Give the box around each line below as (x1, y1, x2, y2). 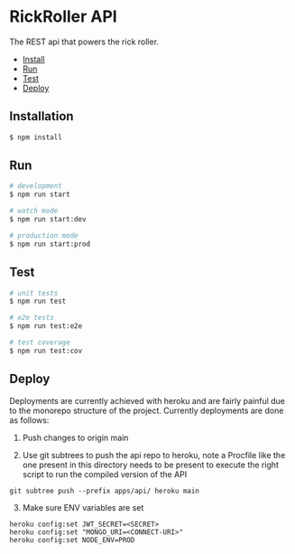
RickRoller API (9, 6, 117, 27)
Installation (9, 108, 74, 124)
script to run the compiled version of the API (22, 468, 188, 480)
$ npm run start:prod (9, 239, 91, 249)
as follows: (9, 414, 50, 426)
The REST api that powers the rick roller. (9, 36, 160, 47)
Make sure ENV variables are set (22, 502, 144, 512)
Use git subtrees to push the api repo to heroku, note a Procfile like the (22, 449, 286, 460)
